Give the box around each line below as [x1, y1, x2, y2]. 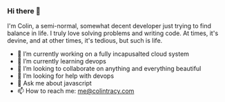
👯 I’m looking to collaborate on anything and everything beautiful [17, 65, 202, 73]
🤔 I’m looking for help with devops [17, 72, 115, 80]
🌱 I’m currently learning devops [17, 57, 107, 65]
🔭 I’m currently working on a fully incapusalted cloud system [17, 50, 190, 58]
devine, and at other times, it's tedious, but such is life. [7, 37, 163, 45]
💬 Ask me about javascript [17, 79, 92, 88]
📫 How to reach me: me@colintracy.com [17, 87, 135, 95]
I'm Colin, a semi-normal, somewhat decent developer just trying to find [7, 22, 212, 30]
